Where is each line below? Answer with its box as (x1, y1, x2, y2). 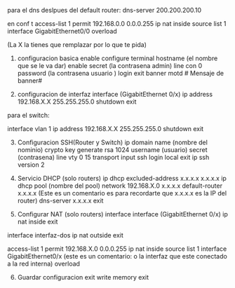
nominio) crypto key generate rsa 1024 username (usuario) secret (17, 146, 208, 153)
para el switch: (7, 111, 51, 119)
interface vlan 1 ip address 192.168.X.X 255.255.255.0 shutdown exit (7, 125, 204, 132)
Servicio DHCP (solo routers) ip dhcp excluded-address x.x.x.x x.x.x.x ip (17, 174, 227, 182)
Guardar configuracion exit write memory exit (17, 273, 149, 281)
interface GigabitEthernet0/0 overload (7, 27, 117, 35)
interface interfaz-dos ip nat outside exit (7, 231, 124, 239)
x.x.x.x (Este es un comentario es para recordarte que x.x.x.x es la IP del (17, 189, 227, 197)
